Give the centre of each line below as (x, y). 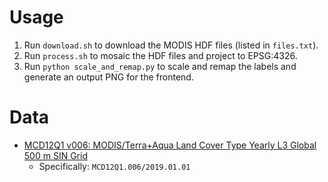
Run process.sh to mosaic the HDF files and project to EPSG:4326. (160, 55)
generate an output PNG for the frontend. (108, 77)
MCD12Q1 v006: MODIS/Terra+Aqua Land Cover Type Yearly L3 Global (170, 145)
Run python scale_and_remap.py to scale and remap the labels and (160, 66)
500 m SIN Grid (55, 155)
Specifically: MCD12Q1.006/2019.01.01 (114, 166)
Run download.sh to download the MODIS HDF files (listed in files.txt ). (171, 45)
